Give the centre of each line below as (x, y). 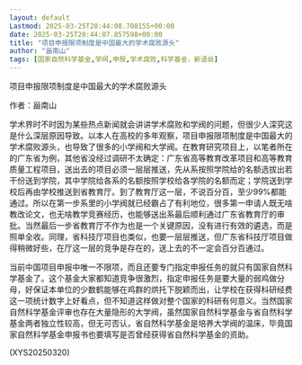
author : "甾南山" (40, 51)
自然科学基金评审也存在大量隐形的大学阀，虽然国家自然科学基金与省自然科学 (151, 312)
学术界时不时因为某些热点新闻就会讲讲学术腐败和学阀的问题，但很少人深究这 (151, 124)
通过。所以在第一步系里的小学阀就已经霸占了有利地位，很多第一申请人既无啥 (151, 203)
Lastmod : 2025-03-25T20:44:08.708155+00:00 (92, 26)
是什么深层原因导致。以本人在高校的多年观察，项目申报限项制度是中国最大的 (151, 135)
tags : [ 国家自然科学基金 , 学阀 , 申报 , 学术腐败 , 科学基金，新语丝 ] (114, 59)
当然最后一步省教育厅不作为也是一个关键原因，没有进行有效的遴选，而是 (159, 225)
